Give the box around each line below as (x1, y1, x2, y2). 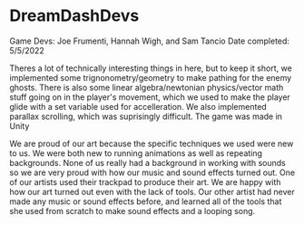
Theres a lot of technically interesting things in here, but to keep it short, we (9, 63, 292, 73)
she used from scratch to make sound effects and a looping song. (9, 205, 256, 216)
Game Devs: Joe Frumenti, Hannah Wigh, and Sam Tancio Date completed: (9, 35, 290, 46)
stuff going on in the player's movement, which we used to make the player (9, 92, 290, 103)
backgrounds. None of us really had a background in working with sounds (9, 157, 286, 168)
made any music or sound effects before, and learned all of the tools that (9, 196, 282, 207)
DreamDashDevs (9, 5, 140, 26)
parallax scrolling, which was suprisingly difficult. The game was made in (9, 111, 283, 122)
